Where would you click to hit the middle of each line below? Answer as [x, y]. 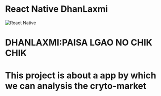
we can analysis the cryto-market [76, 86]
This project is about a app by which [81, 76]
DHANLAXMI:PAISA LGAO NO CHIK [79, 43]
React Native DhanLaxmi [57, 9]
